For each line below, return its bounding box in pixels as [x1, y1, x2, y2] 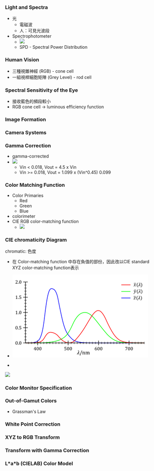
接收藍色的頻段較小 [12, 98, 51, 104]
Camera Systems [5, 129, 47, 136]
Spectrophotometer [12, 33, 52, 39]
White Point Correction [5, 421, 61, 428]
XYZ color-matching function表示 [12, 265, 79, 271]
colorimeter [12, 214, 36, 219]
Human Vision [5, 57, 39, 63]
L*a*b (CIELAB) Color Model [5, 460, 73, 467]
